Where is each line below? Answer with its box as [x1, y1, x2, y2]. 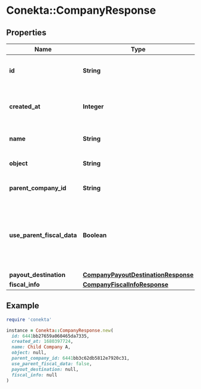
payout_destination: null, [11, 366, 79, 372]
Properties [6, 28, 47, 38]
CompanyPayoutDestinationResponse [83, 271, 194, 279]
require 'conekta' [6, 317, 52, 323]
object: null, [11, 350, 47, 356]
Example [6, 300, 39, 311]
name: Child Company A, [11, 344, 71, 350]
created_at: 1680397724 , [11, 339, 74, 345]
